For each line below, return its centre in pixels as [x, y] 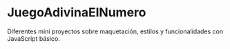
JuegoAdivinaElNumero [77, 13]
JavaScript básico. [33, 38]
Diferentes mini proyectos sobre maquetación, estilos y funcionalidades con [115, 31]
